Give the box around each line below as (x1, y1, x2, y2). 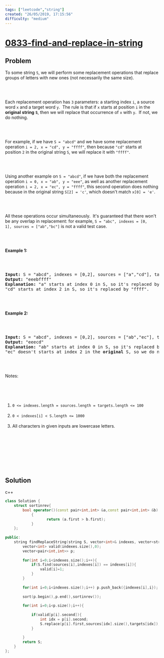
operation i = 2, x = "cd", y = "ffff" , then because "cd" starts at (5, 144, 143, 150)
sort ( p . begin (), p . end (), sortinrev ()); (22, 594, 102, 599)
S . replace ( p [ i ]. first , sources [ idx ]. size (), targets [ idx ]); (40, 621, 161, 626)
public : (5, 535, 21, 540)
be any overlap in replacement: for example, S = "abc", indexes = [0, (5, 218, 147, 224)
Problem (5, 57, 32, 65)
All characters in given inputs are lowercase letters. (12, 423, 116, 429)
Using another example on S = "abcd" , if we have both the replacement (5, 173, 149, 179)
